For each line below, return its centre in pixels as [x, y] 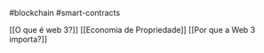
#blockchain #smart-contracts [65, 13]
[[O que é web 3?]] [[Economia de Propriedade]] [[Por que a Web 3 [132, 30]
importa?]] [28, 39]
